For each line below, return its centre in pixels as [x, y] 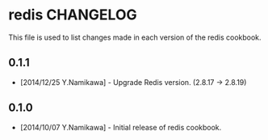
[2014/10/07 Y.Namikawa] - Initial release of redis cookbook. [121, 127]
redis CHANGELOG [73, 15]
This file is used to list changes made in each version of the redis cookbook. [135, 37]
